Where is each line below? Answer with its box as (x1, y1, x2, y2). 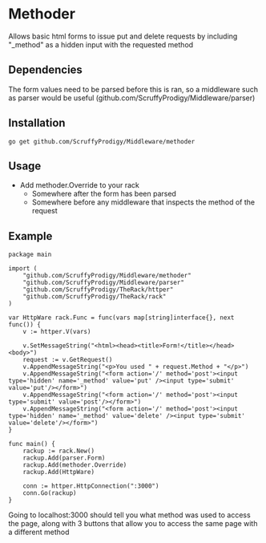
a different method (8, 527, 70, 537)
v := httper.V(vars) (22, 328, 91, 336)
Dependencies (8, 63, 83, 77)
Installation (8, 116, 66, 130)
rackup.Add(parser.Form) (22, 454, 106, 462)
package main (8, 250, 52, 259)
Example (8, 229, 53, 243)
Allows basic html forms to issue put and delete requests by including (8, 31, 238, 41)
